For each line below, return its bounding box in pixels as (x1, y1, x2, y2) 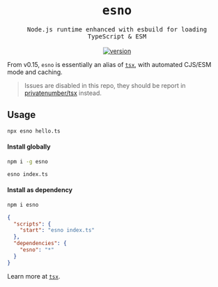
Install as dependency (7, 186, 73, 194)
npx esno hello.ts (7, 127, 61, 135)
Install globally (7, 142, 51, 151)
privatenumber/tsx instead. (24, 89, 102, 97)
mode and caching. (7, 68, 63, 76)
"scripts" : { (13, 220, 52, 228)
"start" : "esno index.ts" (20, 227, 95, 234)
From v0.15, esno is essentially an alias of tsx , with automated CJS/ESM (7, 60, 212, 68)
